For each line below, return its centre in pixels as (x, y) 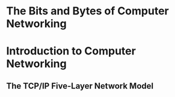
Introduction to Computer (71, 51)
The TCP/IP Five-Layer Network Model (80, 86)
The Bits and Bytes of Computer (88, 11)
